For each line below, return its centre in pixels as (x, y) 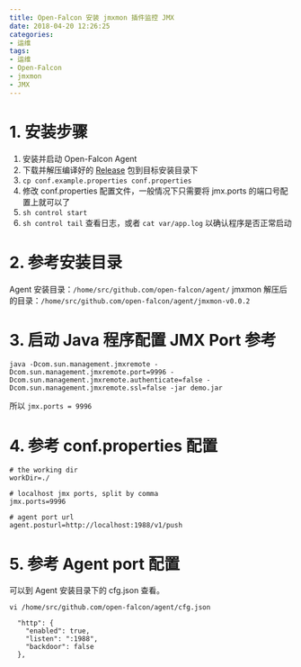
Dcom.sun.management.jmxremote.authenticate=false (106, 380)
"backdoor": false (60, 647)
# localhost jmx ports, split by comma (84, 494)
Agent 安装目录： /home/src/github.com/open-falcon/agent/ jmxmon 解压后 (148, 289)
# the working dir (44, 470)
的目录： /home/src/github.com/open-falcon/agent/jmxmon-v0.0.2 (130, 300)
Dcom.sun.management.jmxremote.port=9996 (88, 373)
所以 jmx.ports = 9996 (51, 406)
